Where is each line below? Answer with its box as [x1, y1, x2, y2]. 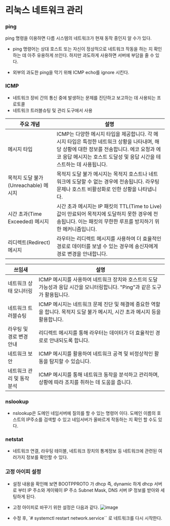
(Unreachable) [8, 182, 42, 189]
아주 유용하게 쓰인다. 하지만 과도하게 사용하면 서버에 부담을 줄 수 [27, 52, 154, 58]
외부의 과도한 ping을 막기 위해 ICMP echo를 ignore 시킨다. [12, 69, 130, 76]
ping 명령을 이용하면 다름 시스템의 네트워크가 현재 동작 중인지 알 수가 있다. [5, 35, 152, 41]
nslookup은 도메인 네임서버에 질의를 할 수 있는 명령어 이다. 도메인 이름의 [12, 410, 156, 416]
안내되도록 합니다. [49, 337, 90, 344]
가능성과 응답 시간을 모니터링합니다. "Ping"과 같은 [38, 284, 151, 291]
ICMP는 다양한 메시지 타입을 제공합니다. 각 [56, 130, 153, 137]
